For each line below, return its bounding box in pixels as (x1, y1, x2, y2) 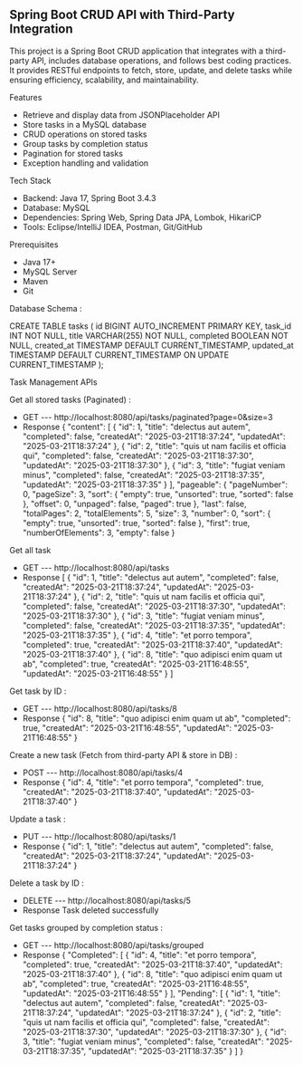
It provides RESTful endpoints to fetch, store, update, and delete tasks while (9, 64, 292, 75)
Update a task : (9, 813, 66, 824)
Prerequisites (9, 239, 59, 250)
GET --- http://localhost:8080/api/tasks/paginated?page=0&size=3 (22, 411, 273, 422)
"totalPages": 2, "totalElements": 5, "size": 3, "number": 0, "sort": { (22, 507, 271, 519)
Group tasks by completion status (22, 138, 148, 149)
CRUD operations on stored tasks (22, 129, 147, 139)
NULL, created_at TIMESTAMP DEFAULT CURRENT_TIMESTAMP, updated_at (9, 340, 294, 350)
